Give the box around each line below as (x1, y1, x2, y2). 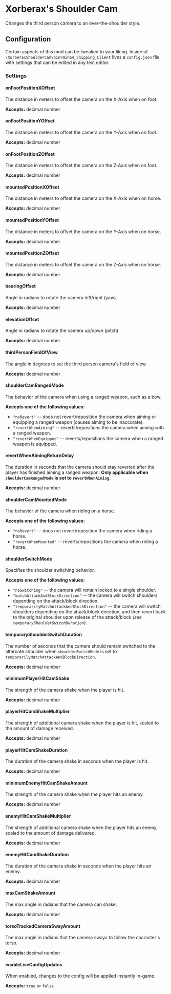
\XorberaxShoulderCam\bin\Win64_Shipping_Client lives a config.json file (5, 54, 160, 60)
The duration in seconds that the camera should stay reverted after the (5, 464, 155, 470)
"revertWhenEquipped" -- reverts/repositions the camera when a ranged (12, 435, 163, 441)
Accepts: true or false (5, 983, 54, 989)
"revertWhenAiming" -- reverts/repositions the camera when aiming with (12, 424, 164, 430)
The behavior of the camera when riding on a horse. (5, 508, 115, 514)
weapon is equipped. (12, 441, 57, 447)
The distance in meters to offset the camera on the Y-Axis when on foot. (5, 129, 158, 136)
